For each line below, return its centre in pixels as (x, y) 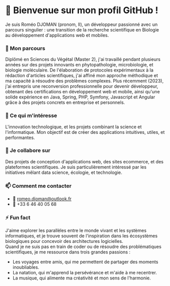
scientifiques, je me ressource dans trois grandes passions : (68, 252)
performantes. (20, 137)
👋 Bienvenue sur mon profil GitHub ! (82, 10)
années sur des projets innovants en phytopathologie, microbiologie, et (79, 65)
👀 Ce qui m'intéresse (31, 116)
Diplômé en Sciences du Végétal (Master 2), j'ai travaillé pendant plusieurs (83, 59)
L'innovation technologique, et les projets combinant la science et (74, 127)
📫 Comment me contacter (38, 186)
